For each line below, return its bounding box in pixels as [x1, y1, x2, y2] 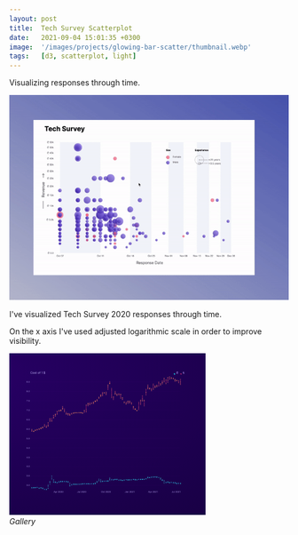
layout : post [9, 14, 58, 23]
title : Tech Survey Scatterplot [9, 23, 133, 33]
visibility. [9, 335, 42, 346]
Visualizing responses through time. [9, 77, 140, 88]
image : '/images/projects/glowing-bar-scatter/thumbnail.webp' [9, 43, 252, 52]
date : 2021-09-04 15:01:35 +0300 [9, 33, 141, 42]
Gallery [9, 515, 36, 526]
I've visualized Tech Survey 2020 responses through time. [9, 308, 222, 319]
